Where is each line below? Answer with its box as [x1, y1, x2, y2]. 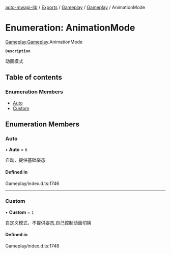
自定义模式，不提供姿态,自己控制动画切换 [5, 220, 92, 226]
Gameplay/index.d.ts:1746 [5, 180, 60, 187]
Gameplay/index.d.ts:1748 [5, 243, 60, 249]
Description [5, 48, 31, 54]
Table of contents [5, 73, 62, 82]
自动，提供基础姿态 [5, 157, 46, 163]
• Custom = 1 [5, 209, 34, 215]
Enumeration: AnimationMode [5, 22, 135, 33]
